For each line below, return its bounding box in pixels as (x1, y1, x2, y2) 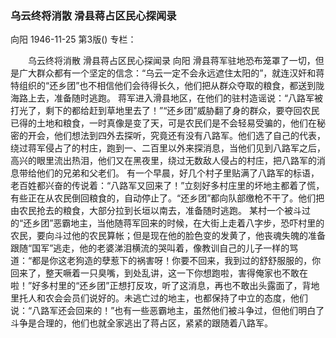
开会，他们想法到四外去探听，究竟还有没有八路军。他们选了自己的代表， (27, 130, 326, 142)
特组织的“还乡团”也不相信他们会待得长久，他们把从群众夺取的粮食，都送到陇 (10, 80, 325, 92)
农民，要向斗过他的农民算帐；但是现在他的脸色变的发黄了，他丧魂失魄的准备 (10, 230, 326, 242)
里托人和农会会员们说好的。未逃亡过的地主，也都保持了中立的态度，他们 (10, 292, 308, 304)
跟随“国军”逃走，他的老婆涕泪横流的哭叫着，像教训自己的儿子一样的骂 (10, 242, 299, 254)
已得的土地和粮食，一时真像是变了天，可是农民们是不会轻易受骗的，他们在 (10, 117, 317, 129)
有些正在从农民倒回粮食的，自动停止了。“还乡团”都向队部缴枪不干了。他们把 (10, 192, 325, 204)
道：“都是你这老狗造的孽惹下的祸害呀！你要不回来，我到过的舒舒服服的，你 (10, 255, 322, 267)
